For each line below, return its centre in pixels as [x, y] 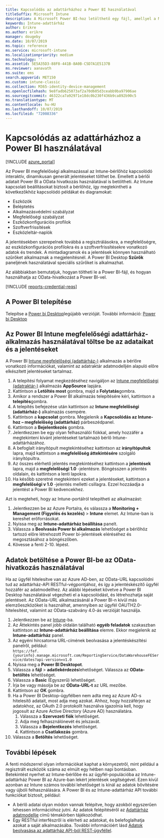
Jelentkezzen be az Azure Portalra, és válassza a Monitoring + [76, 508]
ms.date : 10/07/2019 [27, 41]
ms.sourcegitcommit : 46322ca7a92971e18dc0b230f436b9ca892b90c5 [71, 95]
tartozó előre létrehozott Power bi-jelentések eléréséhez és [72, 534]
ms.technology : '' [24, 59]
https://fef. [26, 651]
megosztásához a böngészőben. [45, 539]
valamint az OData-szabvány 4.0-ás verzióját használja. [85, 610]
